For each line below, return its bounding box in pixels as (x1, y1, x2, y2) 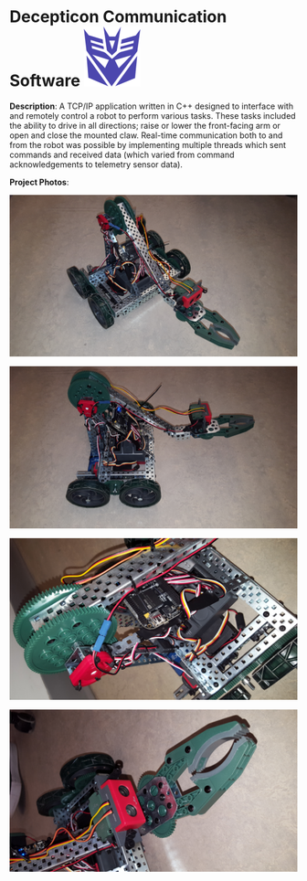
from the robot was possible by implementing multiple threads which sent (9, 139, 286, 150)
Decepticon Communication (9, 6, 228, 27)
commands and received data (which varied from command (9, 149, 235, 160)
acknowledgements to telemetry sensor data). (9, 158, 183, 170)
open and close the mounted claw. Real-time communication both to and (9, 130, 283, 141)
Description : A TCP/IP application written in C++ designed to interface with (9, 101, 294, 111)
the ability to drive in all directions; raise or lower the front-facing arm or (9, 120, 281, 131)
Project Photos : (9, 176, 69, 187)
